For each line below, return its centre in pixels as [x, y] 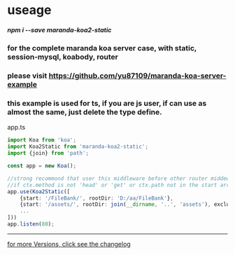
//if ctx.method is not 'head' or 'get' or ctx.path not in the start [112, 185]
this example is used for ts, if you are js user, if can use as [107, 103]
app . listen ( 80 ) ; [31, 224]
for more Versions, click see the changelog [69, 244]
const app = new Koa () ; [42, 166]
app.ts [16, 127]
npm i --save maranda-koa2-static [59, 29]
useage [29, 10]
